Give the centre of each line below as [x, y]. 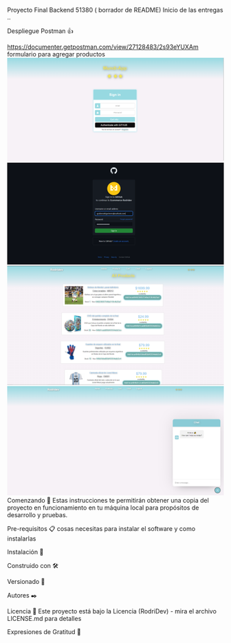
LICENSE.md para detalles [44, 618]
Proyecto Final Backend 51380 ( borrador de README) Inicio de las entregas [115, 10]
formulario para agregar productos [56, 54]
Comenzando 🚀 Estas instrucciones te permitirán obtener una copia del [108, 500]
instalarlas [22, 538]
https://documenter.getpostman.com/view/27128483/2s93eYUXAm [103, 47]
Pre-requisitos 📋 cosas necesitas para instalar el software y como [101, 528]
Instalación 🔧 [25, 552]
